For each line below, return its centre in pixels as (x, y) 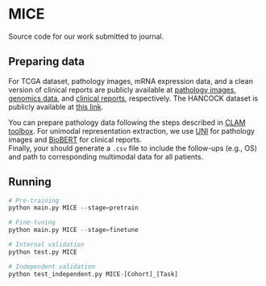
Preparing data (46, 62)
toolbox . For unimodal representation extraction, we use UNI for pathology (132, 131)
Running (30, 182)
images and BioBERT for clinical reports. (75, 139)
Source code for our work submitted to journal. (86, 36)
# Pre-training (34, 201)
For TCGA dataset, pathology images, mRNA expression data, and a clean (131, 81)
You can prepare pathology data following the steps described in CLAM (127, 122)
